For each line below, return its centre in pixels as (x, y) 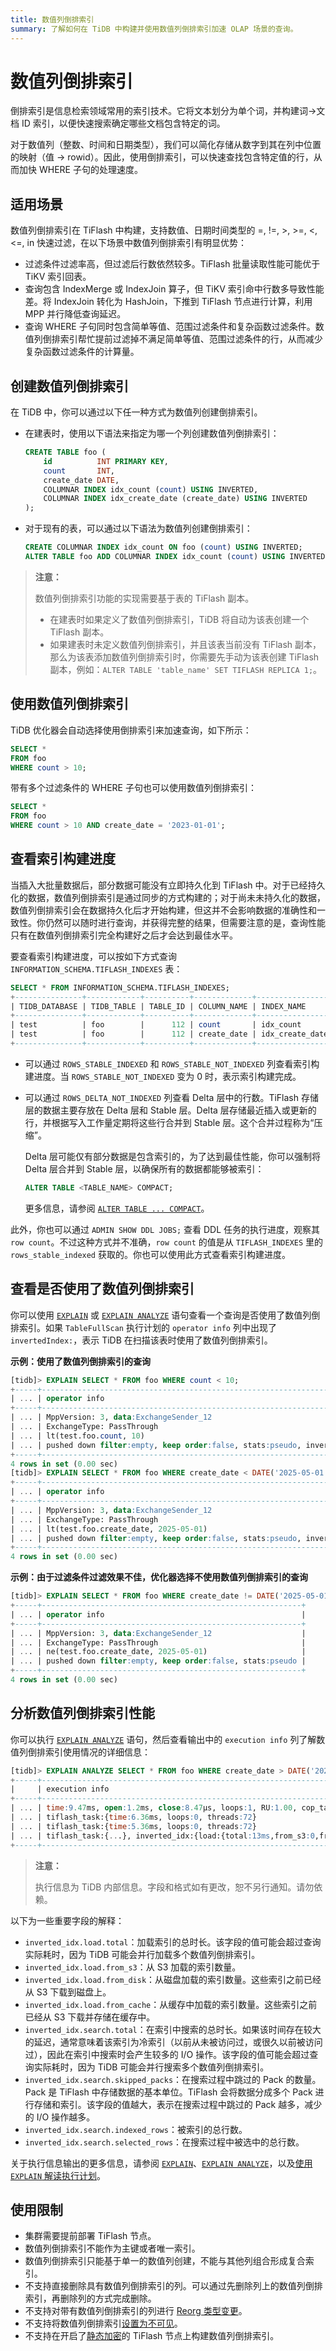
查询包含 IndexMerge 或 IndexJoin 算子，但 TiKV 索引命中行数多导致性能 (174, 289)
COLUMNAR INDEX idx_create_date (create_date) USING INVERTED (175, 499)
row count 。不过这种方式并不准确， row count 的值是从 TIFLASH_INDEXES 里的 (167, 1242)
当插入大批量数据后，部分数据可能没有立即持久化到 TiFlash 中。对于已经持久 (168, 885)
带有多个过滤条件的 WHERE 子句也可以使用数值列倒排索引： (133, 788)
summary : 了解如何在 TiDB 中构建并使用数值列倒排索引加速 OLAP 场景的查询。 (154, 29)
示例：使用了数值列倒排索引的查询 (80, 1361)
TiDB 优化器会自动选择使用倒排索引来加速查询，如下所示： (131, 730)
